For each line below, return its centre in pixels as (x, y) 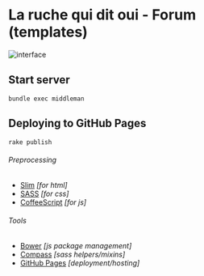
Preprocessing (33, 160)
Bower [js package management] (76, 245)
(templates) (48, 32)
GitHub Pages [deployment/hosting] (80, 263)
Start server (39, 80)
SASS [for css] (44, 193)
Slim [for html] (44, 185)
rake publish (30, 142)
